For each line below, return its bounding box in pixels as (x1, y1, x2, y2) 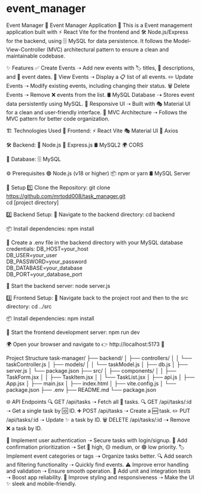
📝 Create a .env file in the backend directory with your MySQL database (6, 239, 184, 246)
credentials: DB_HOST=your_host (6, 245, 89, 252)
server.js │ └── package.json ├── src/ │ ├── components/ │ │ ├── (6, 367, 176, 374)
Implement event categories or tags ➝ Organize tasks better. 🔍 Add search (6, 452, 193, 459)
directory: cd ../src (6, 303, 52, 310)
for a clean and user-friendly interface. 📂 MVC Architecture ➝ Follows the (6, 108, 187, 115)
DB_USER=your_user (6, 251, 57, 258)
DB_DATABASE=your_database (6, 264, 83, 271)
